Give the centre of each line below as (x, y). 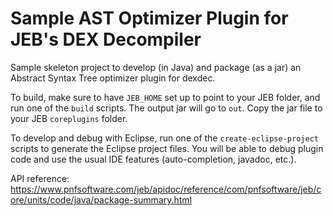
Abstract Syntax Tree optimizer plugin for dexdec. (113, 78)
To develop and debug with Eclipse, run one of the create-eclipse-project (164, 138)
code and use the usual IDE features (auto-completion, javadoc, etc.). (153, 159)
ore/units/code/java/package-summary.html (101, 199)
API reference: (40, 178)
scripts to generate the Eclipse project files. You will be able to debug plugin (167, 148)
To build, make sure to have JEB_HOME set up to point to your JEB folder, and (165, 97)
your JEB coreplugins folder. (69, 118)
